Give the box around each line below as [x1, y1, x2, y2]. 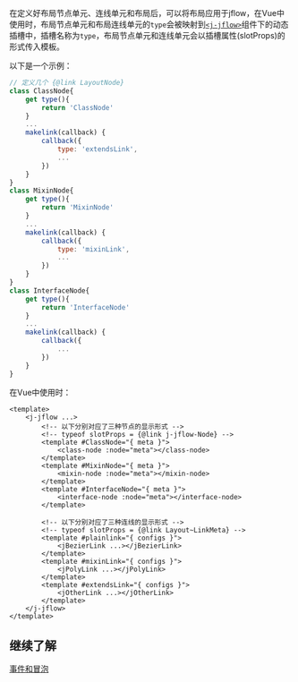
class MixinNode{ [9, 186, 74, 195]
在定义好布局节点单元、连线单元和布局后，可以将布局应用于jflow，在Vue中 [9, 8, 285, 18]
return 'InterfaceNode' [41, 303, 130, 311]
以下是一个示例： [9, 61, 72, 71]
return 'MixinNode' [41, 203, 115, 212]
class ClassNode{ [9, 86, 74, 96]
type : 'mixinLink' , [56, 244, 130, 253]
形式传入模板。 [9, 41, 64, 52]
